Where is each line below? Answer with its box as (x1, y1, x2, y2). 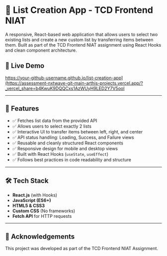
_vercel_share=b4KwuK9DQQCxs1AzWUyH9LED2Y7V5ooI (5, 85, 125, 91)
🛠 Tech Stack (5, 176, 49, 185)
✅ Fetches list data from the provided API (12, 118, 97, 124)
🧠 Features (5, 104, 39, 113)
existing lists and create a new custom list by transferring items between (5, 37, 154, 43)
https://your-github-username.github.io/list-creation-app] (5, 74, 123, 81)
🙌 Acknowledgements (5, 232, 75, 241)
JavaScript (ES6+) (12, 197, 51, 203)
